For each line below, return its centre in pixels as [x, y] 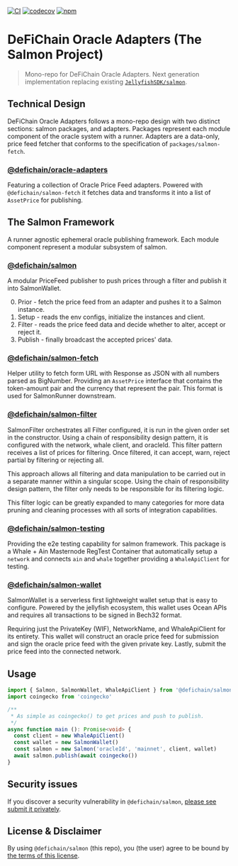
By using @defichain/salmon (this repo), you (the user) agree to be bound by [118, 848]
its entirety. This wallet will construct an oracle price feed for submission [113, 636]
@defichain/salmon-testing [56, 528]
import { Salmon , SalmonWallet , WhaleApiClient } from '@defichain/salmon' [121, 690]
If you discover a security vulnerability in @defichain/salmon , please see [112, 802]
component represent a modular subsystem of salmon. [87, 247]
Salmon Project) [56, 55]
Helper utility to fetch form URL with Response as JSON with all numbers [113, 373]
